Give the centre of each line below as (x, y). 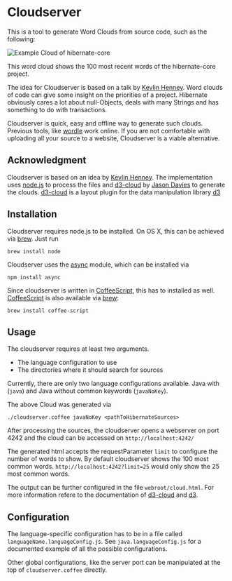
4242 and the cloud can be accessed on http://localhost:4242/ (101, 438)
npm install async (34, 277)
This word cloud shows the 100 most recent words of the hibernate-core (111, 66)
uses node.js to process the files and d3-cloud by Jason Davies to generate (116, 185)
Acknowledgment (47, 160)
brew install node (34, 251)
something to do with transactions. (57, 109)
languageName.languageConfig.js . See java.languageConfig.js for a (104, 542)
